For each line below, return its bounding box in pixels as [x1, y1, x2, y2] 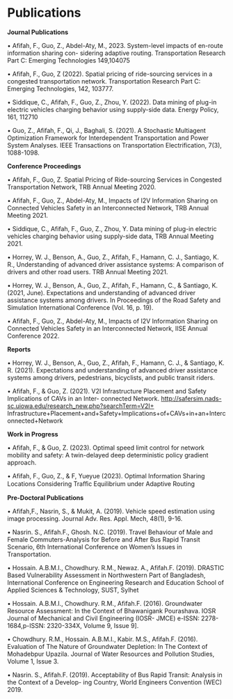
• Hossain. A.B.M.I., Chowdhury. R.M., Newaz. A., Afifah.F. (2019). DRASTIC [7, 563, 225, 572]
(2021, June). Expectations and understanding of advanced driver [7, 288, 196, 297]
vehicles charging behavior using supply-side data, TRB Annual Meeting [7, 232, 214, 240]
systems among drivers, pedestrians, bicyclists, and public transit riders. [7, 373, 216, 382]
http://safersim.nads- [161, 394, 222, 402]
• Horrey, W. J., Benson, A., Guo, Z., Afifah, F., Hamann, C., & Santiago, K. [7, 281, 218, 290]
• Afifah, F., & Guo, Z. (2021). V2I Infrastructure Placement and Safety [7, 386, 207, 395]
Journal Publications [7, 28, 69, 36]
